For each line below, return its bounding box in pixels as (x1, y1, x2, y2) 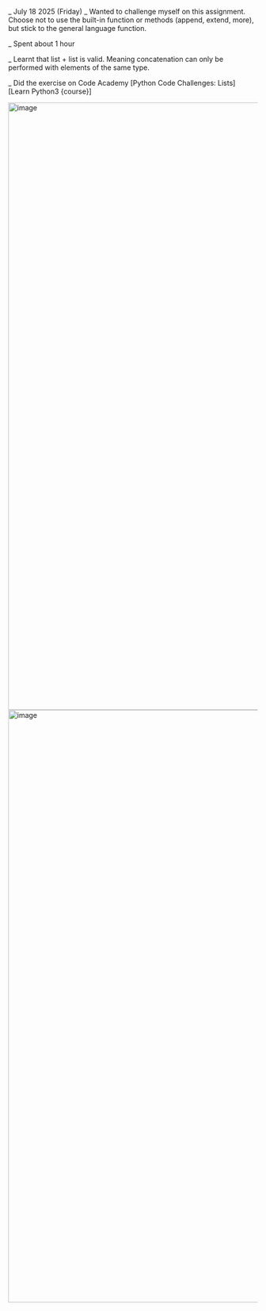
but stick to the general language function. (8, 24, 147, 33)
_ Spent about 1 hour (8, 39, 75, 48)
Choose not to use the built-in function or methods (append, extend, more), (8, 15, 255, 25)
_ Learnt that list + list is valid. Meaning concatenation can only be (8, 55, 224, 64)
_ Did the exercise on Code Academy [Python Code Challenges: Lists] (8, 79, 236, 87)
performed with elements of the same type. (8, 63, 150, 72)
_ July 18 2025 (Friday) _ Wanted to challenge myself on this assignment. (8, 7, 246, 16)
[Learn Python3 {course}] (8, 87, 93, 96)
